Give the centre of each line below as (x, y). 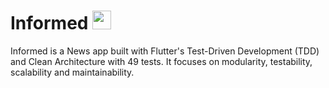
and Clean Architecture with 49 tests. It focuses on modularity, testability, (161, 61)
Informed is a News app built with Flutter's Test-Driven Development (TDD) (165, 51)
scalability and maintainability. (72, 72)
